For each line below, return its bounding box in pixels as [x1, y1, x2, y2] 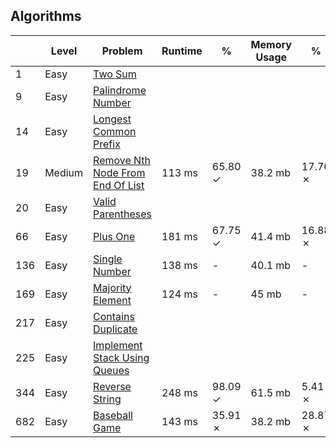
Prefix [93, 137, 121, 151]
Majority [93, 280, 132, 294]
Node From [93, 165, 146, 179]
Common [93, 124, 137, 138]
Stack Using [93, 350, 150, 364]
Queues [93, 363, 130, 377]
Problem [101, 44, 143, 58]
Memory [250, 37, 292, 51]
